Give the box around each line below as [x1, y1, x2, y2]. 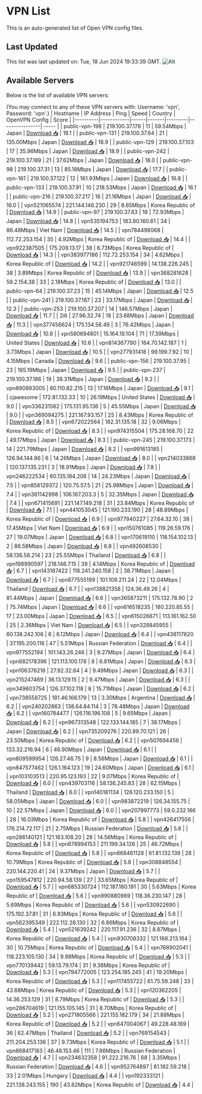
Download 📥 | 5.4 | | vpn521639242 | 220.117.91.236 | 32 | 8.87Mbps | [6, 925, 181, 933]
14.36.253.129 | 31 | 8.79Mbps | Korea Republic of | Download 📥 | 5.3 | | [6, 995, 185, 1003]
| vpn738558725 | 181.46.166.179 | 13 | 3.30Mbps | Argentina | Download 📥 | [6, 694, 195, 701]
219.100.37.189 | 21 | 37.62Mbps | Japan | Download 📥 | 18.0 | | [6, 156, 162, 164]
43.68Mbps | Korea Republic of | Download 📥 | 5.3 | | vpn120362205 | [6, 986, 181, 994]
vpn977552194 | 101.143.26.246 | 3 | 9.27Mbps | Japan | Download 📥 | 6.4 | [6, 648, 195, 656]
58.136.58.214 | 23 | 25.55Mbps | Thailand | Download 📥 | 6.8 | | [6, 552, 166, 559]
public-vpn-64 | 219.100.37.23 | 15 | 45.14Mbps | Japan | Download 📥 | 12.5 [6, 287, 194, 295]
